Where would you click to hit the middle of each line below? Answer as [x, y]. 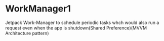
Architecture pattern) [27, 33]
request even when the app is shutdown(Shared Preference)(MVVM [76, 27]
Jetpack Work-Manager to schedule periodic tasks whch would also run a [82, 22]
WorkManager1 [38, 9]
